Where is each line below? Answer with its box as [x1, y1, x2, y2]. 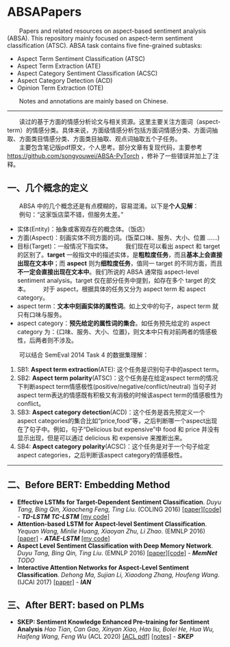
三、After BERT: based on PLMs [7, 599, 145, 611]
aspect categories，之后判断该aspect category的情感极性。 [16, 451, 186, 459]
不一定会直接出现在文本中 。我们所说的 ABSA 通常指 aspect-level [16, 268, 200, 276]
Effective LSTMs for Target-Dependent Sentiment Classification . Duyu [16, 498, 222, 506]
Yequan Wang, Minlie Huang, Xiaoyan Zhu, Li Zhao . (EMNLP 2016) [16, 527, 205, 535]
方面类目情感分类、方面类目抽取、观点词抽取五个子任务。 [18, 134, 181, 142]
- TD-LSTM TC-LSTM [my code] [16, 512, 110, 520]
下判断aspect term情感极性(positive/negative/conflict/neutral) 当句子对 [16, 382, 217, 390]
